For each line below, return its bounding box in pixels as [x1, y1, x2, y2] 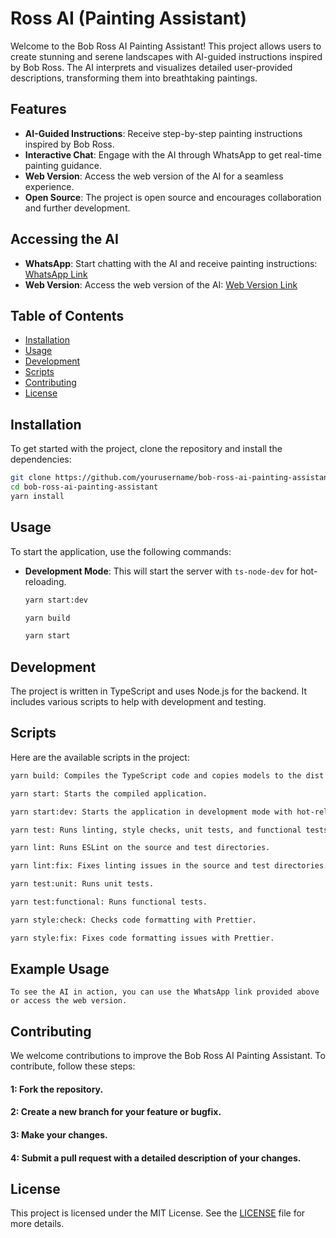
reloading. [24, 575, 67, 587]
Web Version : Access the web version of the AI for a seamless [24, 170, 284, 182]
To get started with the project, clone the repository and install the [10, 443, 283, 455]
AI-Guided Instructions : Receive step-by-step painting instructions [24, 127, 303, 139]
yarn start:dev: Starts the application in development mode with [10, 807, 293, 817]
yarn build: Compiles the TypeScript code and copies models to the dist [10, 770, 325, 781]
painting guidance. [24, 159, 102, 171]
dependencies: [10, 453, 72, 466]
